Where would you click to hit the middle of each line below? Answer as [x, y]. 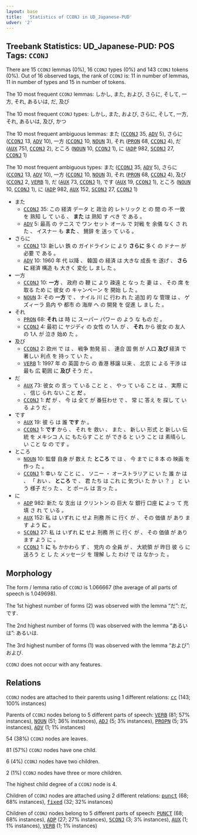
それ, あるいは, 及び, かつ [36, 122]
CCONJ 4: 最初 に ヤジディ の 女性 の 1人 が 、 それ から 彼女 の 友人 [104, 327]
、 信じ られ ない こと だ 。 [56, 393]
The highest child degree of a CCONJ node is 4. [62, 784]
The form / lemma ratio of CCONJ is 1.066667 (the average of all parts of [92, 587]
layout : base [22, 11]
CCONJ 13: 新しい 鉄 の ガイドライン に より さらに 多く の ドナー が [105, 246]
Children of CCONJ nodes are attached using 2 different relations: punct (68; [97, 795]
